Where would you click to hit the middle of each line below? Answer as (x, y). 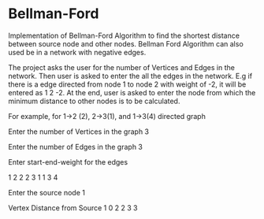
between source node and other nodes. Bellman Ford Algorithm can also (126, 43)
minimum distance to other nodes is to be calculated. (94, 101)
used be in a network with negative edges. (77, 52)
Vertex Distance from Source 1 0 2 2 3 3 (73, 208)
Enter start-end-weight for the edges (68, 161)
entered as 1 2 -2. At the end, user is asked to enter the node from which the (132, 92)
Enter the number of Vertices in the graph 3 (79, 132)
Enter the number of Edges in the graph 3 (76, 147)
